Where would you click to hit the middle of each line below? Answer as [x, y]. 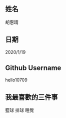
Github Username [33, 68]
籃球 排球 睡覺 [19, 110]
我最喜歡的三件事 [31, 97]
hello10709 [16, 80]
